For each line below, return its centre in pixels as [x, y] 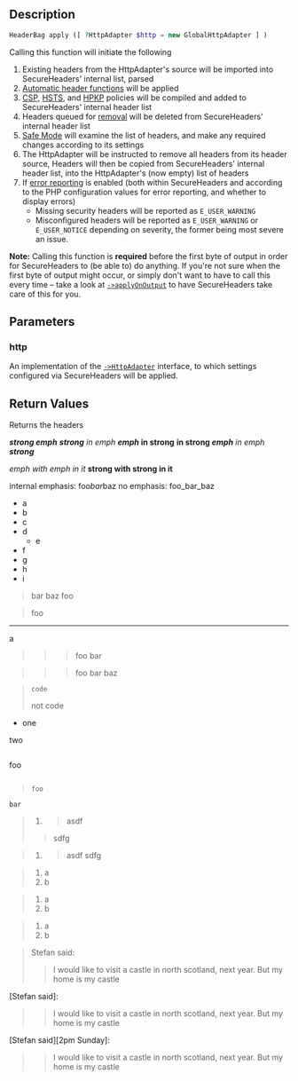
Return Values [49, 403]
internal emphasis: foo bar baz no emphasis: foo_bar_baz [112, 486]
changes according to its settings [83, 145]
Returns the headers [47, 425]
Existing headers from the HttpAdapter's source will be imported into [148, 69]
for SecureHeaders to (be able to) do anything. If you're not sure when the [145, 265]
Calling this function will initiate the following [90, 51]
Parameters [42, 322]
